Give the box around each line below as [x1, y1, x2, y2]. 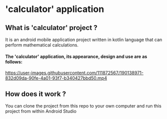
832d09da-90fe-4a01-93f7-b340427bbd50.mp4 [5, 75, 107, 81]
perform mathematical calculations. [5, 42, 79, 48]
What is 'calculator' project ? [5, 23, 98, 32]
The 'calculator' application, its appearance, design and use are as [5, 53, 147, 59]
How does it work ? [5, 89, 66, 98]
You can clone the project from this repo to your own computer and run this [5, 103, 162, 109]
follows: [5, 58, 23, 64]
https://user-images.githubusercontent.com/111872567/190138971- [5, 70, 144, 76]
